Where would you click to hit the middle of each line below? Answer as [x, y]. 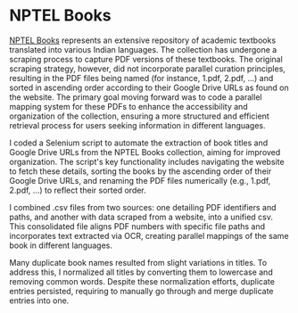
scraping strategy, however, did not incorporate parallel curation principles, [147, 69]
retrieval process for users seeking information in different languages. [137, 125]
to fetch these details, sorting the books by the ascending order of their [141, 171]
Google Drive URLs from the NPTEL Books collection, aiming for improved [145, 152]
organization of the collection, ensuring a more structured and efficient [139, 116]
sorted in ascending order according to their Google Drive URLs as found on [149, 87]
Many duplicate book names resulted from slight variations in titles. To [138, 262]
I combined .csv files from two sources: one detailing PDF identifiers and [143, 207]
